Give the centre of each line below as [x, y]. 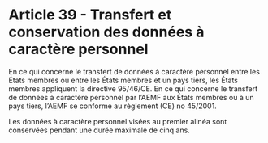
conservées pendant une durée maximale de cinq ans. [99, 130]
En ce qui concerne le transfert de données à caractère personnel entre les [134, 71]
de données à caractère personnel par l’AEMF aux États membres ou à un [131, 97]
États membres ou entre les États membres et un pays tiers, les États [123, 80]
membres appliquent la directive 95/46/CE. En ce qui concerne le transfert [133, 88]
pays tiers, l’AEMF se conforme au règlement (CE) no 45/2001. [112, 106]
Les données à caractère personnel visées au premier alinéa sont [118, 121]
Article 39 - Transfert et [90, 15]
